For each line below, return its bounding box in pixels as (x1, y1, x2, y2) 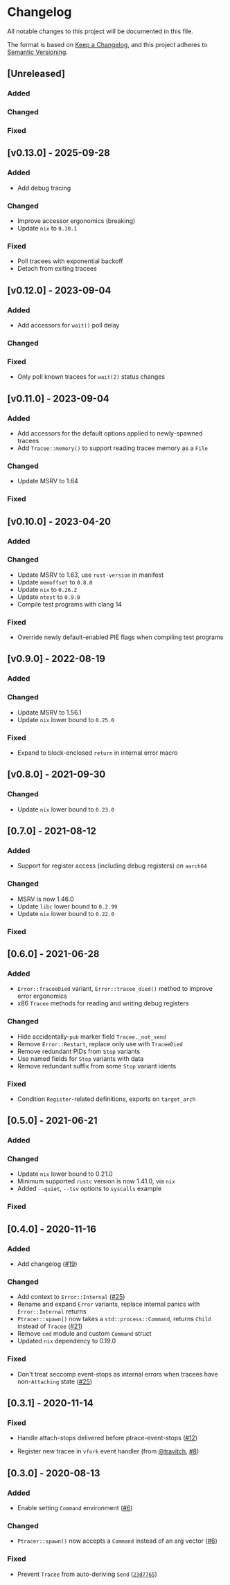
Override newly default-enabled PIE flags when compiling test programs (17, 633, 224, 641)
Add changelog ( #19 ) (17, 1260, 78, 1268)
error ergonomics (17, 992, 67, 1001)
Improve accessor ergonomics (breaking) (17, 217, 136, 225)
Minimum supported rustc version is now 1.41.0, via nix (17, 1177, 175, 1185)
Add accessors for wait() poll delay (17, 321, 120, 330)
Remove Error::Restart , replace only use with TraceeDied (17, 1039, 184, 1048)
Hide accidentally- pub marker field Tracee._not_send (17, 1032, 166, 1041)
